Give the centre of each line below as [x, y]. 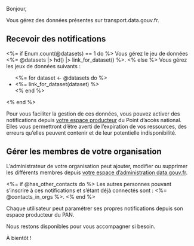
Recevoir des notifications [56, 39]
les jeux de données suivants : [43, 66]
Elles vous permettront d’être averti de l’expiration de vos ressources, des [96, 126]
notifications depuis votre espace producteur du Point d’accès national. [94, 120]
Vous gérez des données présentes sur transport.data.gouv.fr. [83, 20]
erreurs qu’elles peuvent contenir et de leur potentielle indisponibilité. [91, 133]
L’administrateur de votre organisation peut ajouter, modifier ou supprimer [97, 166]
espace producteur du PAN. [40, 214]
